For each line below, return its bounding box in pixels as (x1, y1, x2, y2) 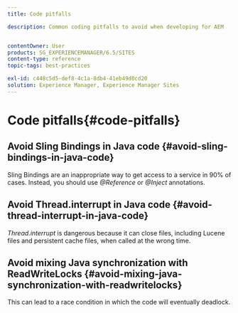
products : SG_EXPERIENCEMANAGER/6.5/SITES (7, 49, 135, 56)
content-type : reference (7, 55, 81, 63)
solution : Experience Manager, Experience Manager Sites (7, 82, 180, 89)
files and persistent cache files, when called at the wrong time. (7, 236, 191, 245)
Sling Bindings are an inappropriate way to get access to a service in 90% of (7, 170, 232, 179)
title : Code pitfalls (7, 10, 72, 18)
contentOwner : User (7, 42, 65, 50)
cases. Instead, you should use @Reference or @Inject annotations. (7, 178, 205, 186)
